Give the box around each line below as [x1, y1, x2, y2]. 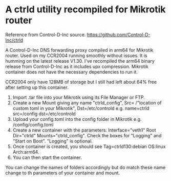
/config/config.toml [12, 121, 54, 128]
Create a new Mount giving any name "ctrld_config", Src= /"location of [12, 99, 162, 106]
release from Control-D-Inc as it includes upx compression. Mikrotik [5, 63, 148, 69]
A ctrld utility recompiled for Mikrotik [5, 4, 166, 15]
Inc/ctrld [5, 37, 24, 43]
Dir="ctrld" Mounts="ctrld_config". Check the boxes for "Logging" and [12, 132, 162, 138]
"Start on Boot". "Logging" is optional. [12, 138, 93, 144]
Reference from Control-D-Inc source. [5, 31, 86, 38]
